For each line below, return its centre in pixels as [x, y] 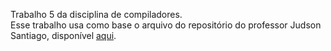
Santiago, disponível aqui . [63, 35]
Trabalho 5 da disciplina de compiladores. [96, 14]
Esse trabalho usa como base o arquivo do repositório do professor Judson [166, 25]
